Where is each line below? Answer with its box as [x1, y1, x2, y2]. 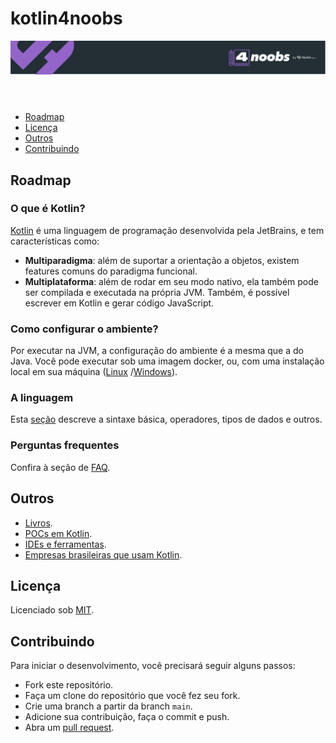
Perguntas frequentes [10, 438, 120, 452]
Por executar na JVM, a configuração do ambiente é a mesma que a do [10, 345, 304, 357]
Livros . [24, 517, 53, 529]
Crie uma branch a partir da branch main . [24, 700, 193, 712]
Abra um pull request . [24, 722, 115, 734]
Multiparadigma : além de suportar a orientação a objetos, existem [24, 254, 300, 266]
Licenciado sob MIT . [10, 604, 95, 616]
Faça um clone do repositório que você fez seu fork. [24, 690, 241, 702]
